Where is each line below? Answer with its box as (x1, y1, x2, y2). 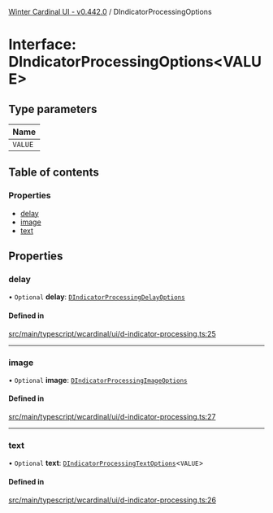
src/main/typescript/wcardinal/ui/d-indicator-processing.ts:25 (8, 328, 217, 338)
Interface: (8, 36, 77, 54)
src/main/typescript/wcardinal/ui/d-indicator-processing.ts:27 (8, 412, 216, 422)
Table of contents (8, 166, 99, 180)
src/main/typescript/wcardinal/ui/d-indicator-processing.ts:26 (8, 495, 217, 505)
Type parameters (8, 102, 97, 116)
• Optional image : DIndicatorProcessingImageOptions (8, 375, 188, 385)
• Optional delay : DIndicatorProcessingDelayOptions (8, 292, 185, 302)
